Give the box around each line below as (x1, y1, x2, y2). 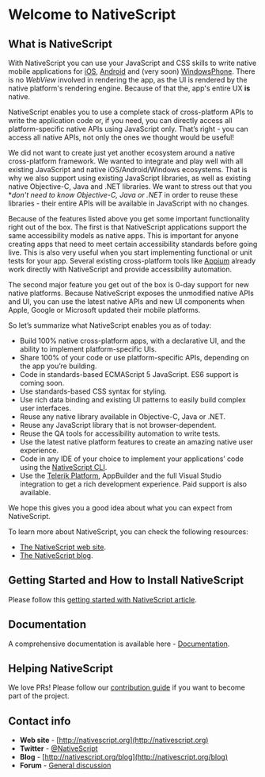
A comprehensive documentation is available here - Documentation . (8, 639, 230, 648)
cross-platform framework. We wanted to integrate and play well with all (8, 156, 244, 166)
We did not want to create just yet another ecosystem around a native (8, 148, 236, 157)
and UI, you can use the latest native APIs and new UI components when (8, 297, 245, 306)
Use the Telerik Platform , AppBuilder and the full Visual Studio (19, 471, 221, 480)
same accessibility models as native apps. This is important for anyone (8, 231, 239, 240)
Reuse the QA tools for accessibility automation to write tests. (19, 429, 221, 438)
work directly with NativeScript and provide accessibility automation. (8, 264, 233, 274)
